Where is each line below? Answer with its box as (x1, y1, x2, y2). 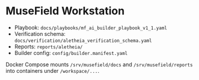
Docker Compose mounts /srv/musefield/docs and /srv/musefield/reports (5, 61, 193, 68)
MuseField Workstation (5, 4, 125, 18)
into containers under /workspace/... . (5, 67, 100, 74)
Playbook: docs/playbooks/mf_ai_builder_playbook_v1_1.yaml (14, 24, 168, 31)
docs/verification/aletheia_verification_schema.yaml (14, 38, 152, 44)
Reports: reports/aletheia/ (14, 43, 83, 50)
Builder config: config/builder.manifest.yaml (14, 49, 128, 56)
